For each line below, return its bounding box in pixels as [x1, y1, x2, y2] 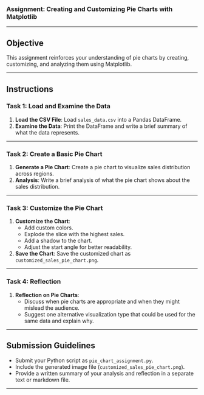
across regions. [15, 170, 55, 178]
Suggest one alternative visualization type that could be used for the [24, 310, 195, 318]
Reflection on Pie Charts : [15, 291, 80, 298]
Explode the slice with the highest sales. [24, 231, 125, 238]
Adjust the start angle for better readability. [24, 243, 132, 251]
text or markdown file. [15, 376, 70, 383]
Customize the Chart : [15, 218, 71, 225]
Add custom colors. [24, 224, 73, 231]
